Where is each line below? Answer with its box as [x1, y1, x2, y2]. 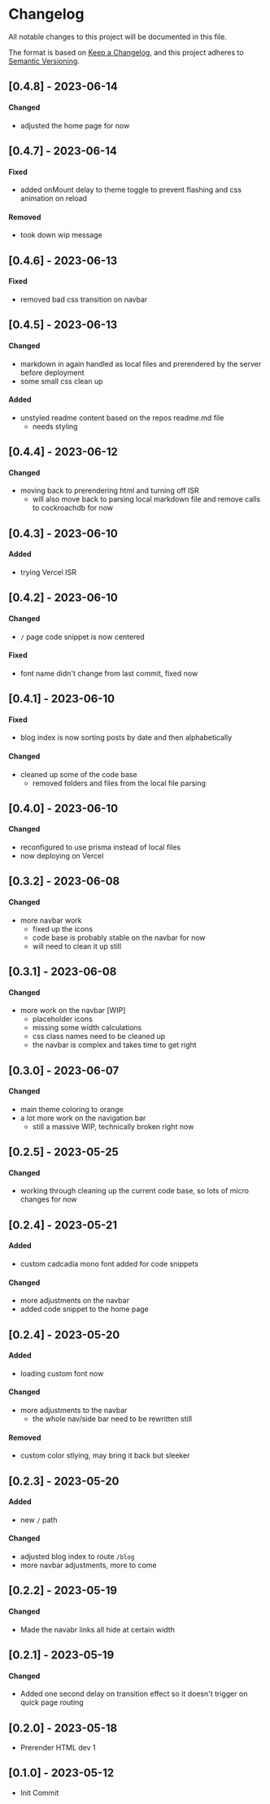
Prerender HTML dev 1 [20, 1743, 96, 1753]
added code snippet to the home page [20, 1304, 149, 1314]
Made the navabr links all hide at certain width [20, 1624, 175, 1634]
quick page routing [20, 1697, 84, 1707]
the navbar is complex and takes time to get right [32, 1040, 197, 1050]
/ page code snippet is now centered [20, 632, 145, 641]
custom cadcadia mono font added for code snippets [20, 1259, 199, 1269]
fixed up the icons [32, 924, 94, 933]
